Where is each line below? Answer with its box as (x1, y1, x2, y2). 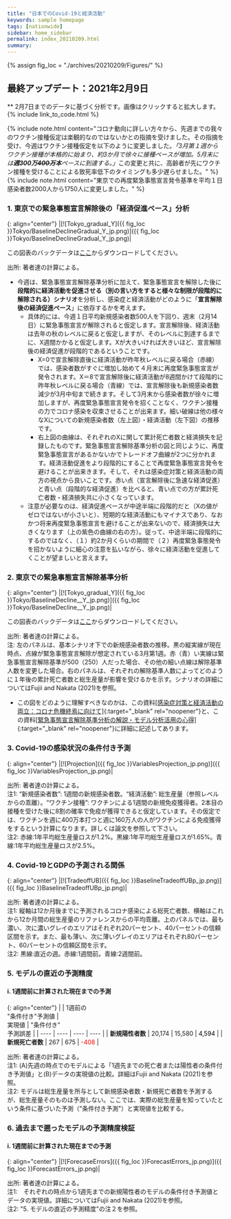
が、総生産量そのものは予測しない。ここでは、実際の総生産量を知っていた (7, 1096, 218, 1104)
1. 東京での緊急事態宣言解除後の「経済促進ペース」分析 (7, 203, 190, 213)
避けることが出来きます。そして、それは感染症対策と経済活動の (37, 467, 218, 476)
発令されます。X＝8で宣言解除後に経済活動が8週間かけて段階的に (37, 373, 223, 381)
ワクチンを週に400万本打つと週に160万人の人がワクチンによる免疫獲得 (19, 815, 221, 824)
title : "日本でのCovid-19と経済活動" (7, 10, 106, 17)
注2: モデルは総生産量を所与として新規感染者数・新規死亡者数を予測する (7, 1087, 213, 1096)
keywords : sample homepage (7, 17, 85, 23)
